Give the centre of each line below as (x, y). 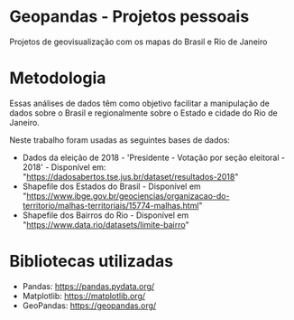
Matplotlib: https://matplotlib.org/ (84, 296)
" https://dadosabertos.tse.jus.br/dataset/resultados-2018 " (130, 176)
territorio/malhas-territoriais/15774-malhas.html (110, 205)
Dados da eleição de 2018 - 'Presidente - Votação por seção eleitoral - (154, 157)
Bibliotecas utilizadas (92, 262)
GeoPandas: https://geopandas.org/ (89, 306)
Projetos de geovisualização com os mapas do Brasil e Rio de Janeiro (138, 42)
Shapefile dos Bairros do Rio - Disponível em (106, 215)
